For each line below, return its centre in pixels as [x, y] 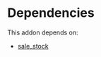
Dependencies [51, 13]
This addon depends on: [43, 32]
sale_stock [33, 46]
